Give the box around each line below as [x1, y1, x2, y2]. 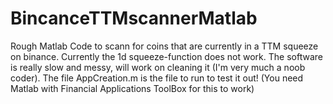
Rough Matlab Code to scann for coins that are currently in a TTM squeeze [10, 40, 319, 52]
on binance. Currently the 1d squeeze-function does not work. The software [10, 50, 323, 62]
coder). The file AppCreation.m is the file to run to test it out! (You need [10, 72, 304, 84]
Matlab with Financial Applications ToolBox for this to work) [10, 82, 255, 94]
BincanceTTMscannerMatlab [10, 7, 258, 30]
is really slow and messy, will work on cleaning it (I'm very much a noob [10, 61, 306, 73]
